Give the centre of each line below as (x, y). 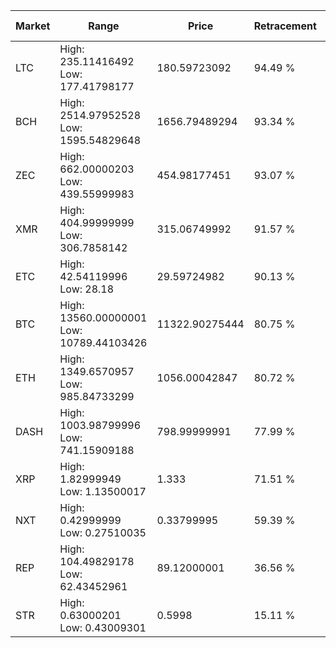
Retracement (285, 26)
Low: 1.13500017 (103, 491)
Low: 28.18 (87, 289)
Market (33, 26)
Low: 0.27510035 (103, 532)
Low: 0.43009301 (103, 627)
